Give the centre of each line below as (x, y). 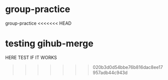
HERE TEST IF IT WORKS (31, 57)
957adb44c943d (110, 72)
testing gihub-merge (50, 44)
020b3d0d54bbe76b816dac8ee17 (128, 67)
